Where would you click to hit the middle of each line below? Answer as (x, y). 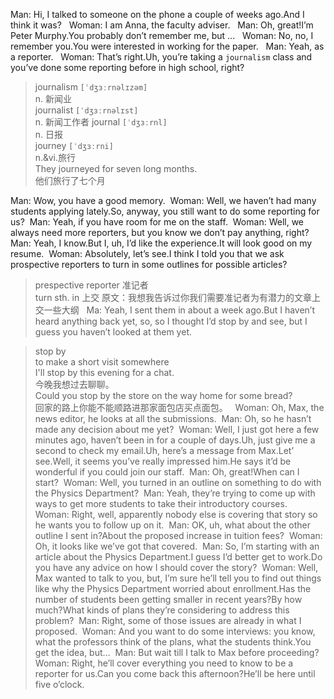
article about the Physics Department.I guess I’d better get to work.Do (178, 557)
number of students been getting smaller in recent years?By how (168, 599)
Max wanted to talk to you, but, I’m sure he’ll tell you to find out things (178, 578)
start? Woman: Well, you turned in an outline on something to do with (178, 482)
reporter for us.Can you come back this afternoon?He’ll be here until (175, 673)
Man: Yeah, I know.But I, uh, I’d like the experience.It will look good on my (161, 243)
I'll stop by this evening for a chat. (104, 372)
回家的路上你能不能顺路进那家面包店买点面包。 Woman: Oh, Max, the (179, 407)
